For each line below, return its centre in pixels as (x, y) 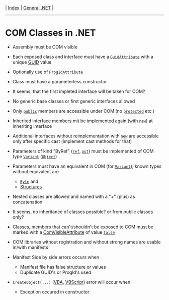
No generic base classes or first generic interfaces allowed (74, 101)
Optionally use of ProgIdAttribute (48, 72)
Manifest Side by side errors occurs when (56, 257)
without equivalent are (36, 171)
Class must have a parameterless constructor (60, 81)
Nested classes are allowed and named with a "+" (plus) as (74, 196)
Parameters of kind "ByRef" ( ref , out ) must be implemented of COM (83, 151)
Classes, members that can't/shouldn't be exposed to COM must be (83, 227)
